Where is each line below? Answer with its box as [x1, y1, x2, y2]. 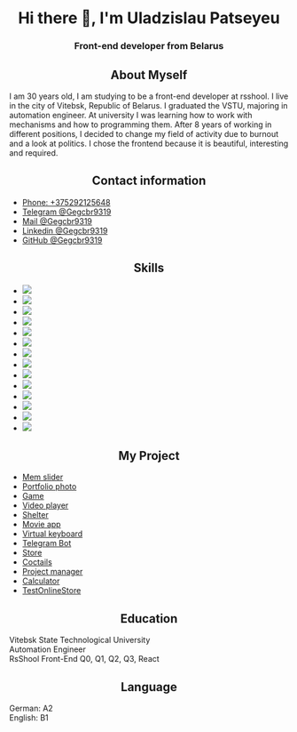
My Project [118, 448, 180, 463]
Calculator [21, 575, 60, 586]
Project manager [21, 567, 83, 577]
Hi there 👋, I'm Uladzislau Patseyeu [17, 8, 281, 28]
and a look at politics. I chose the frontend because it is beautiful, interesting [9, 138, 289, 149]
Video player [21, 500, 69, 511]
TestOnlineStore [21, 585, 82, 596]
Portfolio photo [21, 481, 77, 492]
